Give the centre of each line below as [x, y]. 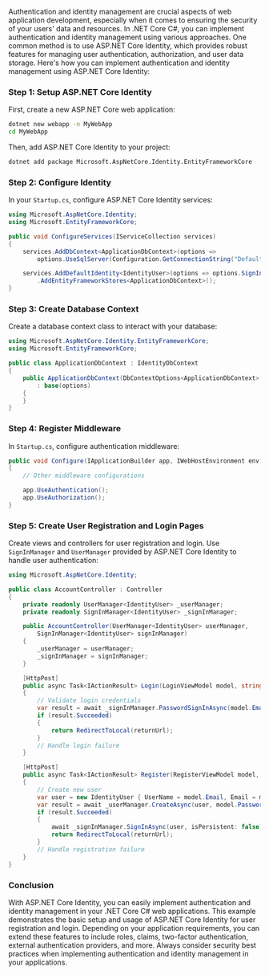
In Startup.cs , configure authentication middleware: [94, 446]
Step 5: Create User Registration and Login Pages [106, 525]
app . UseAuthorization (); [64, 498]
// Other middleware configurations [84, 476]
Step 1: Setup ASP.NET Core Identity [80, 92]
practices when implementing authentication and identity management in [129, 953]
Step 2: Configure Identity [60, 182]
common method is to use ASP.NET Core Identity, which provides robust [128, 46]
